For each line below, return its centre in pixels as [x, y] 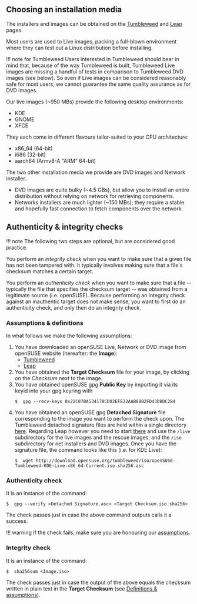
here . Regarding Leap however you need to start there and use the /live [103, 431]
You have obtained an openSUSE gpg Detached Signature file [90, 412]
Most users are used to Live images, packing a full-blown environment [91, 41]
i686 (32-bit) [30, 155]
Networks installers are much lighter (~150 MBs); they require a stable [99, 202]
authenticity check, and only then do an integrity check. [74, 307]
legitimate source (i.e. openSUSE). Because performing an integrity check [96, 295]
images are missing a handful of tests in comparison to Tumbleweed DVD [95, 71]
